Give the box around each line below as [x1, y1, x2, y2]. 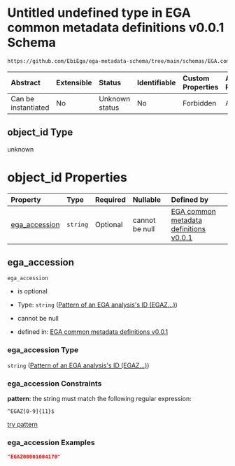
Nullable [132, 194, 161, 204]
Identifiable [136, 78, 176, 87]
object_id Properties [7, 169, 127, 185]
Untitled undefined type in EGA [7, 5, 191, 21]
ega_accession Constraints [7, 379, 102, 388]
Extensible [55, 78, 92, 87]
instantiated [10, 103, 50, 112]
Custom [183, 73, 210, 83]
